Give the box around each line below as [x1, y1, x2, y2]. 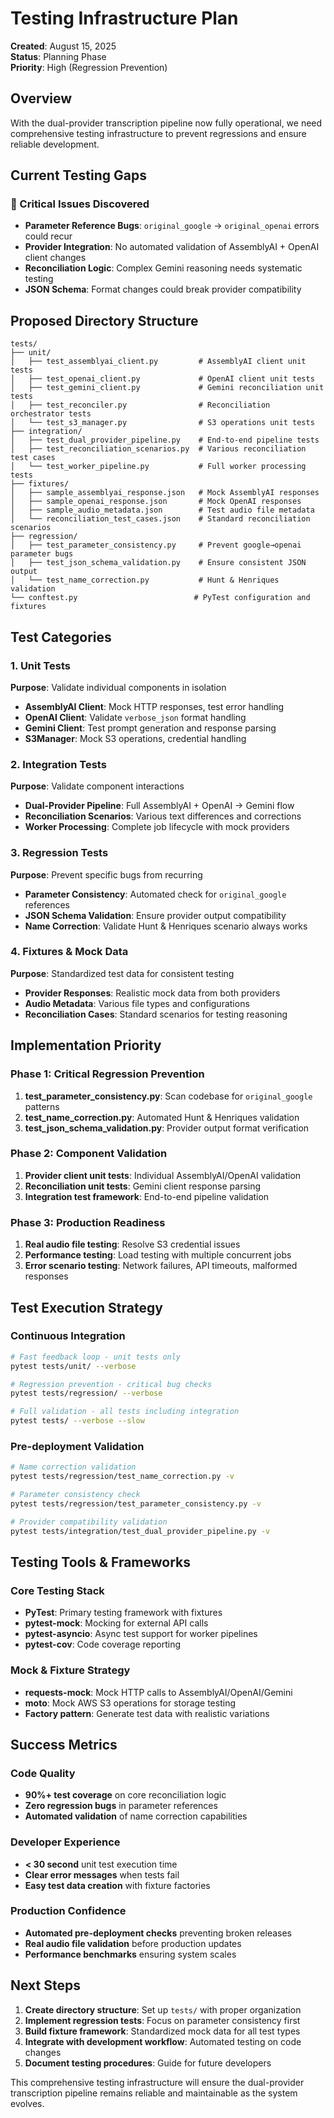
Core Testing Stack [10, 1583, 105, 1597]
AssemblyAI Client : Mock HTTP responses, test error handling [24, 700, 285, 712]
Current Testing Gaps [10, 167, 147, 184]
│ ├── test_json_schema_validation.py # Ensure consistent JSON [10, 558, 307, 568]
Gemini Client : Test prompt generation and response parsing [24, 722, 277, 734]
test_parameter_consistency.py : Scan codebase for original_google [24, 1090, 313, 1102]
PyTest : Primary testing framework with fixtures [24, 1607, 223, 1619]
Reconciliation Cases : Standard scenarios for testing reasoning [24, 1008, 288, 1020]
